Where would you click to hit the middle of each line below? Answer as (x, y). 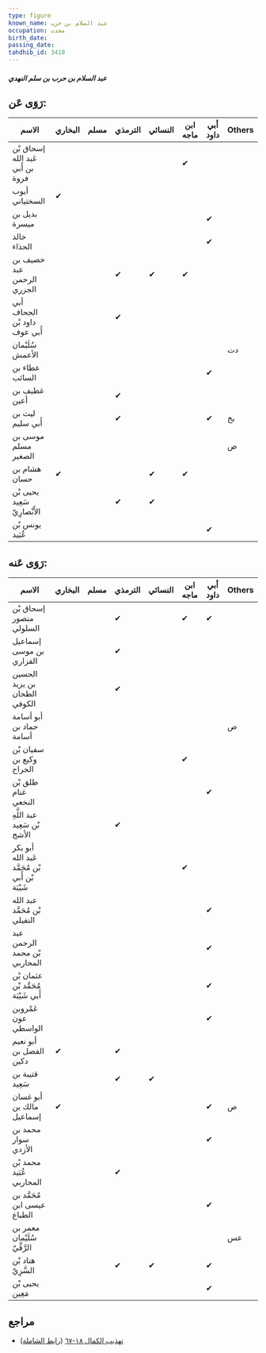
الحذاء (23, 247)
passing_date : (32, 45)
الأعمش (25, 355)
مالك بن (25, 1107)
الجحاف (25, 312)
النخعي (24, 802)
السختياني (29, 201)
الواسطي (28, 1028)
